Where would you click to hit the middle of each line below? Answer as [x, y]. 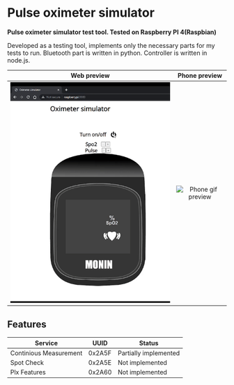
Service [46, 343]
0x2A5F [100, 353]
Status [149, 343]
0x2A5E [100, 363]
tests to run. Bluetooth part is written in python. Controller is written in [107, 53]
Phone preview [200, 76]
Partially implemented [149, 353]
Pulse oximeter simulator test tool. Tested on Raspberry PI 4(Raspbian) [112, 32]
